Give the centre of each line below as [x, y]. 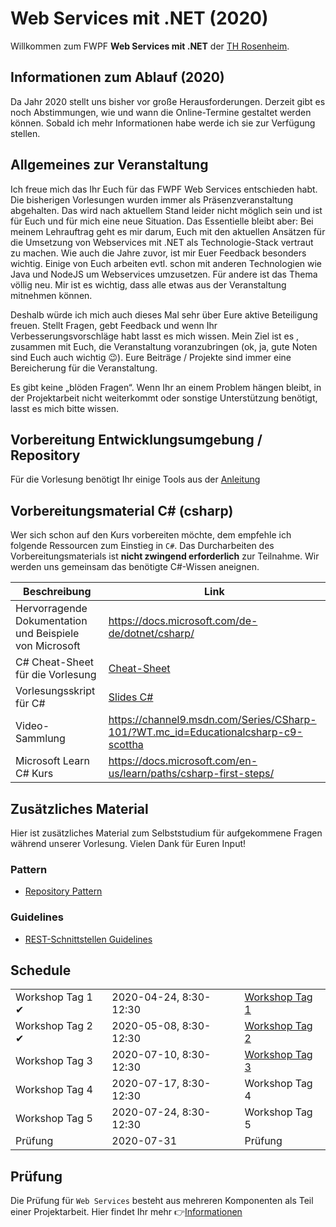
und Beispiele [47, 634]
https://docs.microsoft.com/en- [183, 761]
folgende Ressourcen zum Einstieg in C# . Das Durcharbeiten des [142, 546]
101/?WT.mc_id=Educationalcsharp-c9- [205, 732]
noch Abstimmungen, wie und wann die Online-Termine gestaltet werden [161, 112]
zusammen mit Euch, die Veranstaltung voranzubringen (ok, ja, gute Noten [164, 346]
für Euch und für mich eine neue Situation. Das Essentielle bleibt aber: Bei [162, 221]
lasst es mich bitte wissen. [65, 408]
